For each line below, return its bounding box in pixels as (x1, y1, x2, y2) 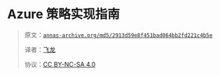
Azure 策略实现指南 (7, 6, 121, 22)
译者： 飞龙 (24, 45, 56, 53)
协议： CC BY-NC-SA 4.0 (24, 60, 96, 68)
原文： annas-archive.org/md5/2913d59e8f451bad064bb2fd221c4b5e (24, 31, 213, 39)
